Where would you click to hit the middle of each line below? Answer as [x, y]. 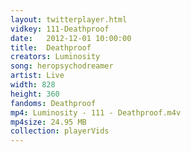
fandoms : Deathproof [53, 103]
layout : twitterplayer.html [69, 19]
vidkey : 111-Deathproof [60, 29]
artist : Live [37, 76]
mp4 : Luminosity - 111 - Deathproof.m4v [96, 112]
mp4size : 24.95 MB [48, 122]
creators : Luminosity [55, 57]
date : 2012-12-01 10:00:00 [71, 38]
